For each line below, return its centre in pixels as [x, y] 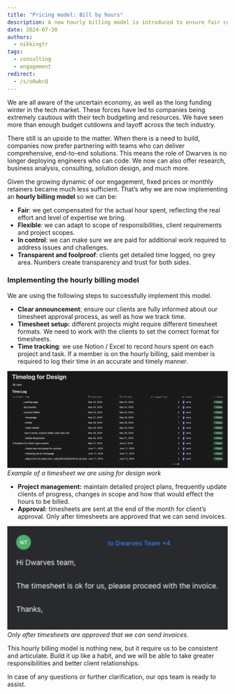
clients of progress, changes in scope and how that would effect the [116, 494]
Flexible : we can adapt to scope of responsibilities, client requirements [120, 225]
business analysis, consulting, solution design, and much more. [99, 168]
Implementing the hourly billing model [73, 280]
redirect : [22, 74]
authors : [20, 37]
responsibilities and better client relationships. [73, 663]
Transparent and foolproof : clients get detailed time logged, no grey [116, 254]
